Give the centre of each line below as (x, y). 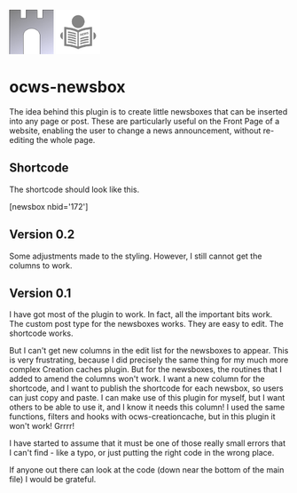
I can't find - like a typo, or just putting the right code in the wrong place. (142, 453)
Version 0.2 (42, 235)
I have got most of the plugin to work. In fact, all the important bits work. (141, 314)
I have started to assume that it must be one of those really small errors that (148, 443)
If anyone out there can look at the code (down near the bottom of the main (147, 470)
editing (22, 139)
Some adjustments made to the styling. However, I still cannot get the (136, 256)
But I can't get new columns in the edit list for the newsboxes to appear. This (149, 351)
